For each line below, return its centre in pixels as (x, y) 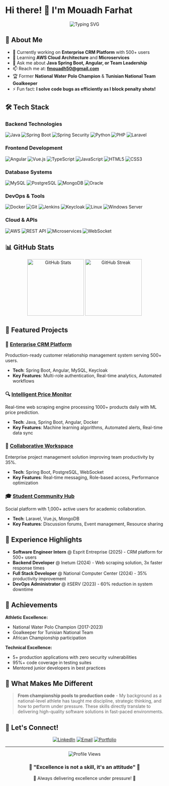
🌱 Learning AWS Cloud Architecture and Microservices (71, 57)
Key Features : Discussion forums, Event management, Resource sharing (88, 524)
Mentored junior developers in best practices (59, 668)
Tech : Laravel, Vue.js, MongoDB (46, 519)
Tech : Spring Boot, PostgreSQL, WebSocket (58, 472)
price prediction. (22, 412)
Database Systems (29, 172)
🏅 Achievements (31, 605)
